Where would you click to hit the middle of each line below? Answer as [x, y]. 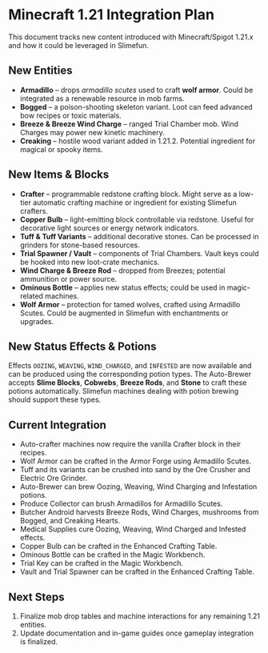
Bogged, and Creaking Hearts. [70, 521]
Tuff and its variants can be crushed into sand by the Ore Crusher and [135, 470]
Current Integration [57, 425]
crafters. [34, 210]
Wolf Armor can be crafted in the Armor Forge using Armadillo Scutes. [136, 461]
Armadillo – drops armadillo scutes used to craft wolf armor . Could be [136, 90]
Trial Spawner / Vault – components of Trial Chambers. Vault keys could [139, 253]
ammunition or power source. [68, 278]
